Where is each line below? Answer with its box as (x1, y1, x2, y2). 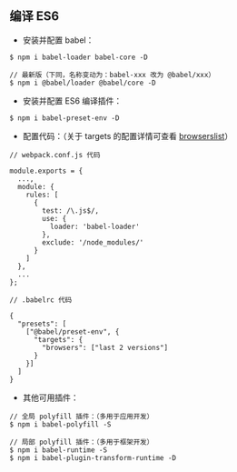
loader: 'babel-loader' (49, 222, 141, 231)
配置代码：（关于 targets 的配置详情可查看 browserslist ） (22, 130, 233, 141)
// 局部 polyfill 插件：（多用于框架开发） (9, 437, 154, 447)
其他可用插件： (22, 392, 79, 403)
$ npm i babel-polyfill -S (9, 419, 112, 429)
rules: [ (25, 190, 59, 199)
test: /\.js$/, (42, 206, 100, 216)
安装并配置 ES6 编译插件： (22, 95, 123, 106)
